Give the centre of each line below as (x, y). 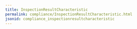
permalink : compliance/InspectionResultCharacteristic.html (69, 14)
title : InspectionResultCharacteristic (47, 10)
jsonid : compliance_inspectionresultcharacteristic (60, 19)
